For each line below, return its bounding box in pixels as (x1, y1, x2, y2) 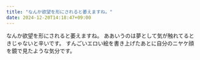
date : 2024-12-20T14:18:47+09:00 (6, 15, 91, 21)
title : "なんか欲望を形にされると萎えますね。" (6, 8, 113, 15)
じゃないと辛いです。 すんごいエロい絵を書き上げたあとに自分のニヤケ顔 (11, 39, 195, 47)
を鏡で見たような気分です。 (6, 47, 76, 55)
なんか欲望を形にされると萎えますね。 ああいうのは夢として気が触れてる (6, 32, 189, 39)
